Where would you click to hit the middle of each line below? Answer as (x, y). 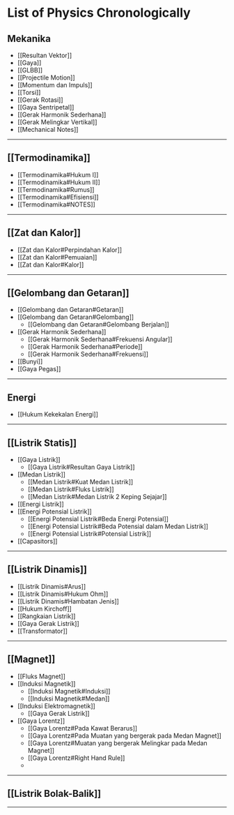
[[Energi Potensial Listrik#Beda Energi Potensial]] (98, 519)
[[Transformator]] (42, 631)
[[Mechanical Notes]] (48, 129)
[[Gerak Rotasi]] (40, 100)
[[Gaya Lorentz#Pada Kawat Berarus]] (83, 728)
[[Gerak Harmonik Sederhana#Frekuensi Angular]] (100, 339)
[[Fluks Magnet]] (41, 676)
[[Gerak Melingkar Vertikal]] (57, 122)
